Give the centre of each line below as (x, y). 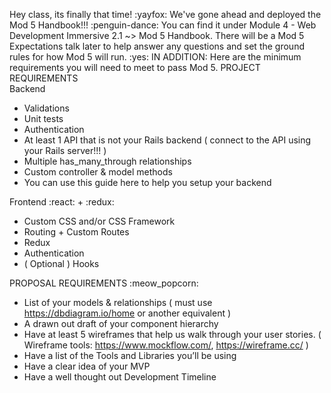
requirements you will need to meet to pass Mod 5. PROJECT (135, 67)
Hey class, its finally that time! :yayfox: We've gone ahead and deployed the (165, 14)
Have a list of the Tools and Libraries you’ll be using (130, 355)
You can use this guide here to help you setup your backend (147, 182)
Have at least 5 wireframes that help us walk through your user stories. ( (172, 334)
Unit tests (43, 118)
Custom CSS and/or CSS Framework (99, 221)
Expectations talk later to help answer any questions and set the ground (157, 46)
